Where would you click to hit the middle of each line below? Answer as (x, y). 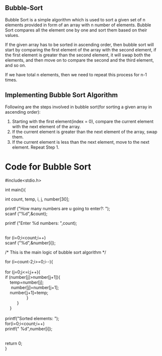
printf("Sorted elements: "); (32, 318)
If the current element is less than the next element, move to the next (81, 142)
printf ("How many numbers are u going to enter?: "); (58, 208)
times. (11, 80)
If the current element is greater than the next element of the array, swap (85, 132)
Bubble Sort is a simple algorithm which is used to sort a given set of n (75, 19)
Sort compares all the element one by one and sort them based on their (76, 30)
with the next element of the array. (46, 126)
